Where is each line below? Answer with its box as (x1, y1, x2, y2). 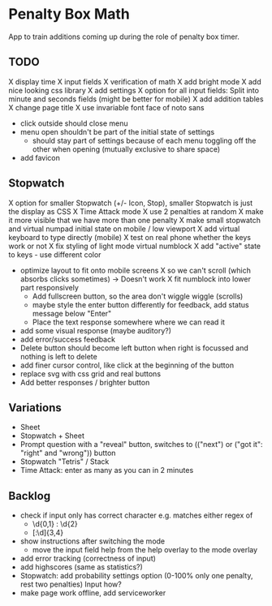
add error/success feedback (19, 334, 116, 344)
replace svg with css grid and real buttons (19, 368, 161, 378)
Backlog (8, 488, 51, 503)
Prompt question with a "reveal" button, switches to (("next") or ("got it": (19, 440, 263, 449)
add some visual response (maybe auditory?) (19, 325, 172, 335)
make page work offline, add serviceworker (19, 588, 166, 598)
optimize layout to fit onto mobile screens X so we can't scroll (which (19, 265, 252, 275)
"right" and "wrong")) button (19, 448, 116, 458)
